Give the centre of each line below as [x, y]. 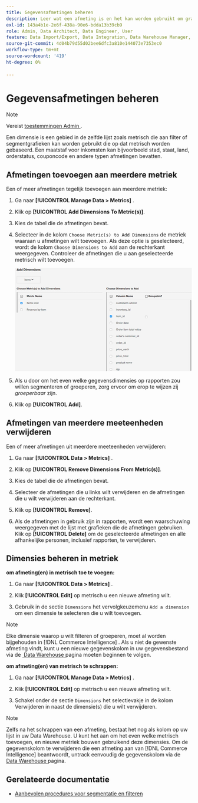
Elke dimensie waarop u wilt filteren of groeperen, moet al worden [86, 636]
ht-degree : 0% [24, 62]
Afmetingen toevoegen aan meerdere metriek [92, 175]
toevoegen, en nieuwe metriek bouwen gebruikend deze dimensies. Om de [97, 742]
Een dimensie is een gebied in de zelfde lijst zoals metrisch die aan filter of [97, 137]
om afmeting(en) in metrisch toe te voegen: [60, 572]
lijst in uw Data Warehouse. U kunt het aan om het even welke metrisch [92, 736]
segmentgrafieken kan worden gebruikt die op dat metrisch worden [88, 144]
